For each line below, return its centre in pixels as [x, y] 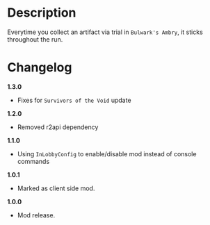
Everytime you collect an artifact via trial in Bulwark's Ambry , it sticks [105, 32]
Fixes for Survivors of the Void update [74, 100]
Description [42, 13]
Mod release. [36, 215]
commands [33, 161]
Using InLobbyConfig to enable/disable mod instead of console [107, 153]
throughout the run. [35, 39]
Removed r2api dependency [58, 127]
